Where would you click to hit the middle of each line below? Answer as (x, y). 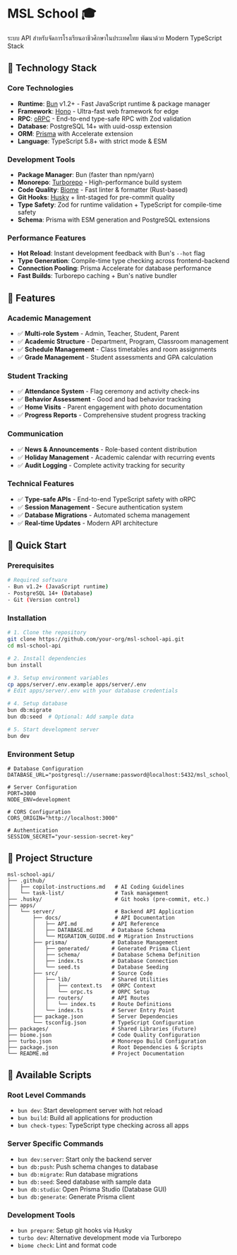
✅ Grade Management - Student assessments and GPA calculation (115, 357)
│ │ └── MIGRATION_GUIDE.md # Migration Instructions (101, 936)
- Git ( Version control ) (44, 600)
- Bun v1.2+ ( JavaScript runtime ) (58, 587)
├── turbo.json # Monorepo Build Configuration (107, 1041)
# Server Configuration (42, 787)
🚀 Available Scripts (49, 1075)
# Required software (38, 580)
